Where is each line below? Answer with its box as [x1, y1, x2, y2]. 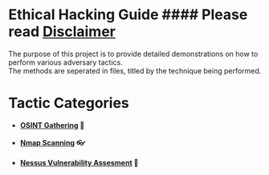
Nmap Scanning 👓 [19, 137, 86, 147]
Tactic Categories [8, 94, 130, 113]
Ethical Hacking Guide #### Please [8, 6, 248, 24]
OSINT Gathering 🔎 [19, 120, 85, 129]
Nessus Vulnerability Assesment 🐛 [19, 157, 139, 167]
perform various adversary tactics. [8, 58, 123, 67]
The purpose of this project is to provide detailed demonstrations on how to [8, 49, 259, 58]
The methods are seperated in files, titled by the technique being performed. [8, 66, 262, 75]
